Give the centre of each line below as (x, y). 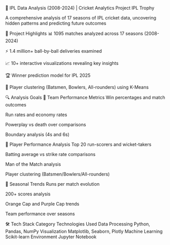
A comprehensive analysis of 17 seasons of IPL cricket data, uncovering (81, 18)
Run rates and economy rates (36, 115)
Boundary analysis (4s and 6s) (38, 135)
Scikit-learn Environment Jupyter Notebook (51, 237)
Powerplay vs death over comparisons (46, 125)
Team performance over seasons (40, 214)
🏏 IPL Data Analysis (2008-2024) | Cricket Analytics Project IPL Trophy (80, 8)
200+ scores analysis (28, 194)
